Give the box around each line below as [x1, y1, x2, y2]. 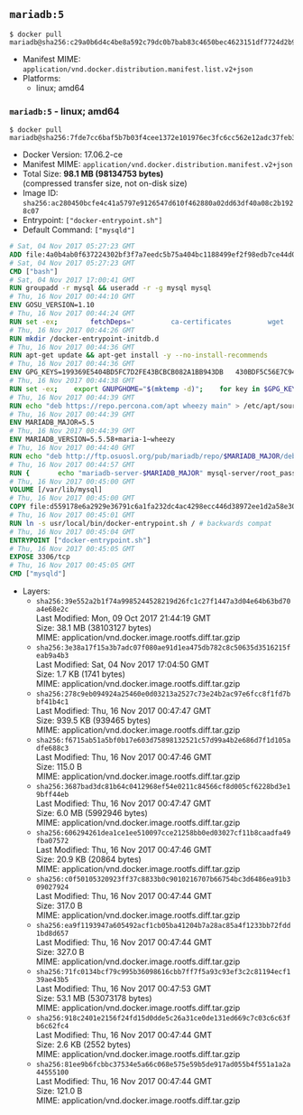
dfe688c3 [35, 744, 69, 754]
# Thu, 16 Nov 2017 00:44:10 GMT [9, 292, 135, 302]
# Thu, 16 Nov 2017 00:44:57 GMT [9, 460, 135, 469]
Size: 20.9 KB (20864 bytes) [35, 854, 142, 865]
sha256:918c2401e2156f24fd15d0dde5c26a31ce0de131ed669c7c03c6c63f [35, 1014, 291, 1023]
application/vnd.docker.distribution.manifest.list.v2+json [22, 64, 253, 74]
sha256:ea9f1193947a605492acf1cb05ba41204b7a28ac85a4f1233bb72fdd [35, 922, 291, 931]
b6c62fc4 [35, 1022, 69, 1031]
